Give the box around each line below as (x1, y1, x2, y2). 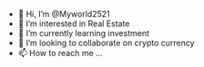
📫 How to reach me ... (17, 48, 103, 58)
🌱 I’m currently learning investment (17, 28, 150, 38)
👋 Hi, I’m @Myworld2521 (17, 9, 111, 19)
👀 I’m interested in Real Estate (17, 18, 130, 29)
